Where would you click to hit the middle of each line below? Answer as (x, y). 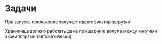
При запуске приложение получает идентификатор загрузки (68, 22)
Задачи (21, 8)
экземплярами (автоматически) (38, 36)
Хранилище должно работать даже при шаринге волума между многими (81, 31)
